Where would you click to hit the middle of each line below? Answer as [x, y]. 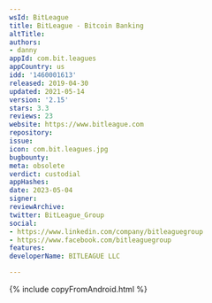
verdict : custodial [45, 174]
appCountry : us [37, 67]
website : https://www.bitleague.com [76, 125]
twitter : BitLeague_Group [57, 215]
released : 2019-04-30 [49, 83]
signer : [23, 199]
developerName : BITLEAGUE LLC [65, 256]
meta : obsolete [37, 166]
